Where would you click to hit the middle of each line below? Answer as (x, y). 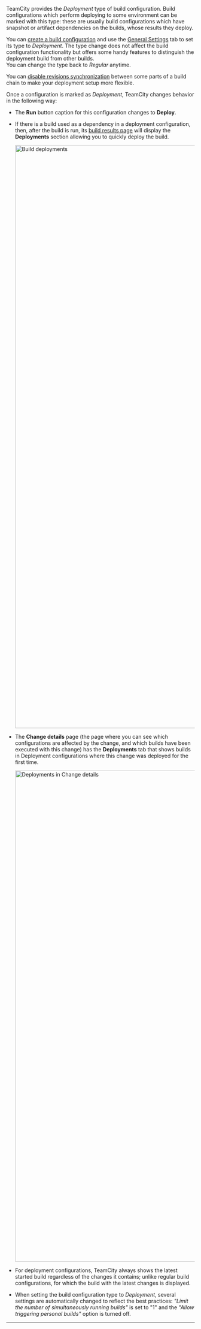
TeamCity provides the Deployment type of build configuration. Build (91, 9)
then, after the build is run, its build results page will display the (93, 130)
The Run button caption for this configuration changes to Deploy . (95, 112)
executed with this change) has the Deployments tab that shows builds (103, 749)
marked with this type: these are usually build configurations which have (95, 21)
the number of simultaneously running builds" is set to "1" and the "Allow (104, 1307)
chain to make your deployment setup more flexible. (70, 83)
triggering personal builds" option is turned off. (73, 1314)
